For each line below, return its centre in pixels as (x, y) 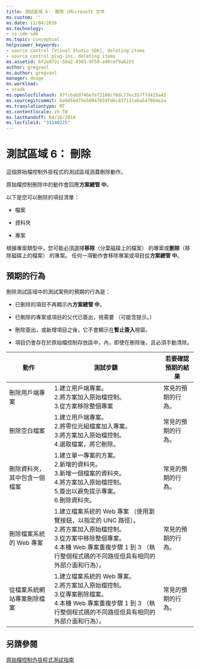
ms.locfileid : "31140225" (38, 123)
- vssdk (16, 90)
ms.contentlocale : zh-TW (37, 112)
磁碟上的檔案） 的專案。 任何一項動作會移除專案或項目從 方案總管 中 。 (97, 256)
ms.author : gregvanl (32, 73)
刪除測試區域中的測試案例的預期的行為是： (58, 291)
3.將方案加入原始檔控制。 (90, 435)
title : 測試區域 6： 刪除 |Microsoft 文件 (56, 12)
